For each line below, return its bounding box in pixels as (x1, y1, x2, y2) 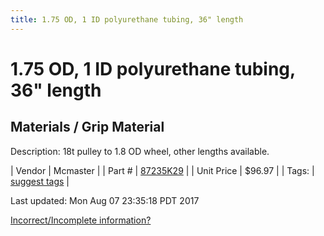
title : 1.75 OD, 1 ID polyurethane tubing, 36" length (10, 14, 244, 25)
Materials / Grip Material (10, 119, 165, 136)
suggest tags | (10, 175, 70, 187)
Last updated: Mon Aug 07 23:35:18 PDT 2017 (10, 194, 200, 206)
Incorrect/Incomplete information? (10, 214, 152, 226)
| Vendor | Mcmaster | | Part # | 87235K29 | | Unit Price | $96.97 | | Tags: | (10, 164, 315, 176)
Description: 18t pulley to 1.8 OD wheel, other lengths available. (10, 145, 270, 157)
